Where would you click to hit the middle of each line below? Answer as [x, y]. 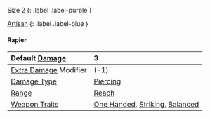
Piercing [107, 81]
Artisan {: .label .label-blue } [48, 24]
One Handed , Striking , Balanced [146, 105]
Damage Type [34, 81]
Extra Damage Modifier [49, 70]
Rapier [17, 40]
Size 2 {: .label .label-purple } [50, 10]
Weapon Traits [35, 105]
